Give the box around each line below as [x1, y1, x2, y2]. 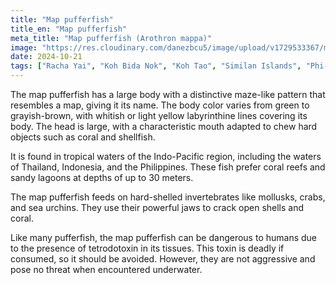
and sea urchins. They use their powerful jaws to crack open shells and [10, 202, 305, 213]
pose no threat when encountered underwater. [10, 264, 203, 275]
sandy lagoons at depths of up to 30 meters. [10, 172, 194, 183]
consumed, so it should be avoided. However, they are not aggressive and [10, 253, 316, 265]
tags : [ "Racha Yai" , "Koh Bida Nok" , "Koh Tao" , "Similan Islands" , [10, 61, 302, 71]
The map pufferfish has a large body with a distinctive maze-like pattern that [10, 89, 326, 100]
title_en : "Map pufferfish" [10, 24, 128, 34]
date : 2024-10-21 [10, 52, 83, 62]
